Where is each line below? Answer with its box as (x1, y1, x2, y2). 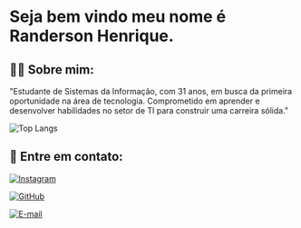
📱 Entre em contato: (9, 149, 124, 164)
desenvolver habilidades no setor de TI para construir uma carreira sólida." (9, 105, 289, 115)
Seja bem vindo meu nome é (9, 6, 227, 27)
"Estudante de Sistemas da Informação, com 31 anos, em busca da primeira (9, 86, 293, 96)
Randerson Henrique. (9, 25, 174, 46)
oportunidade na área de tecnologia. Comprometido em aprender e (9, 95, 260, 106)
